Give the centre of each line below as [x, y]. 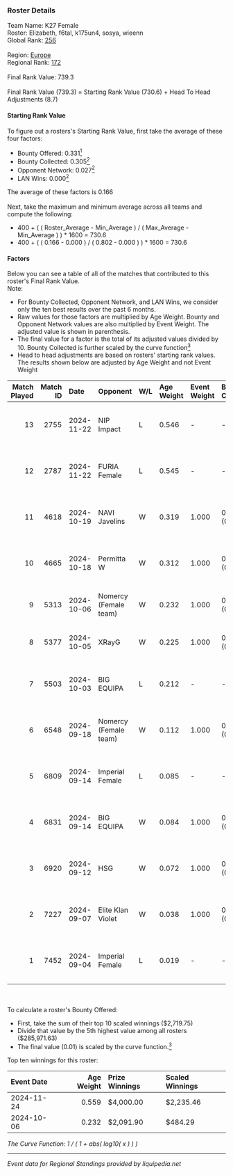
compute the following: [40, 214]
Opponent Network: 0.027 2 [56, 169]
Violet [107, 918]
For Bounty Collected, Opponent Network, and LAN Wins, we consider [118, 302]
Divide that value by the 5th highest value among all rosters [102, 1030]
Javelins [112, 521]
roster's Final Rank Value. [43, 281]
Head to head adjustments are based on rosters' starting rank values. [116, 355]
